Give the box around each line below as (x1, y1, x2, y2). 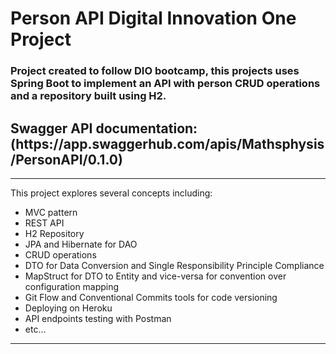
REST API (24, 217, 65, 229)
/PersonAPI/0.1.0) (10, 151, 123, 168)
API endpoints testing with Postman (24, 312, 172, 324)
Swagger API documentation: (10, 120, 198, 137)
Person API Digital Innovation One (10, 7, 297, 30)
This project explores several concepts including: (10, 187, 213, 199)
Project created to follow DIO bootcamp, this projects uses (10, 64, 300, 78)
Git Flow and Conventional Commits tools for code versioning (24, 291, 278, 303)
